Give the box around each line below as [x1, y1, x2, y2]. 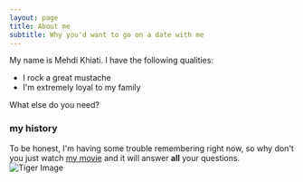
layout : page [9, 13, 59, 23]
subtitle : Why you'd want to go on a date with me [9, 30, 204, 39]
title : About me [9, 22, 71, 31]
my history [9, 122, 58, 135]
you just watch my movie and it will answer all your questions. [9, 152, 241, 163]
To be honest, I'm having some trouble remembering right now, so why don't [9, 142, 294, 154]
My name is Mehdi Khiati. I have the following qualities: [9, 55, 214, 66]
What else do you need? [9, 100, 99, 110]
